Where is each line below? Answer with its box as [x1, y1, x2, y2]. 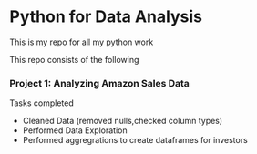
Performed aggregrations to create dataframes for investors [22, 135, 248, 146]
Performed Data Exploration [22, 125, 128, 136]
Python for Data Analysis [9, 6, 203, 27]
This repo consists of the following [9, 54, 139, 65]
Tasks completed [9, 98, 75, 108]
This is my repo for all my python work [9, 36, 154, 47]
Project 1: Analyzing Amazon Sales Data [9, 77, 190, 89]
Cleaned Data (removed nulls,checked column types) [22, 116, 223, 127]
